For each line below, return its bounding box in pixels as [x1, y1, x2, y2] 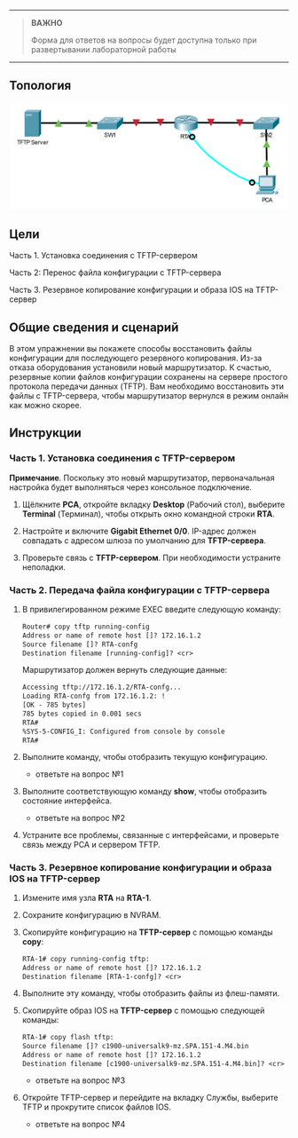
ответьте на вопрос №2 [35, 813, 126, 824]
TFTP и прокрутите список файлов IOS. [21, 1102, 171, 1112]
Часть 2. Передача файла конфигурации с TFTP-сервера [9, 583, 271, 596]
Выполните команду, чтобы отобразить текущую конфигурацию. [21, 752, 268, 763]
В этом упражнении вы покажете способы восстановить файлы [9, 344, 253, 354]
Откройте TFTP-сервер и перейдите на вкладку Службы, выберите [21, 1093, 279, 1103]
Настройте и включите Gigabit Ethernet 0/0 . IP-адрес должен [21, 526, 257, 536]
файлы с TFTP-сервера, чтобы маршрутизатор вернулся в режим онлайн [9, 391, 289, 401]
